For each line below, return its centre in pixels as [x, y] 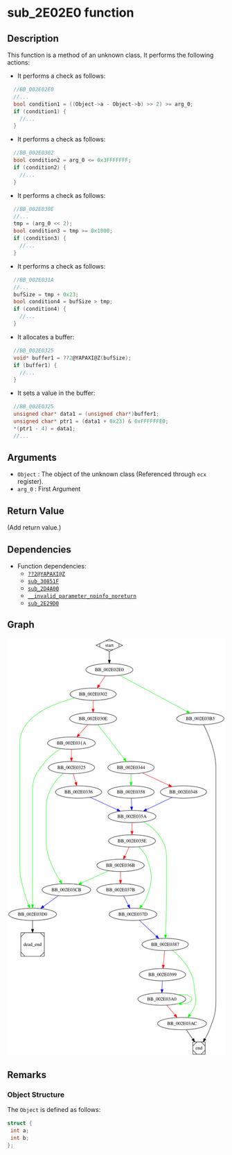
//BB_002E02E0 [34, 90]
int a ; [20, 1131]
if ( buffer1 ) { [35, 365]
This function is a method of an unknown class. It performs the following [110, 55]
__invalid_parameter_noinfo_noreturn [82, 596]
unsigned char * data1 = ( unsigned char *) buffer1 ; [86, 414]
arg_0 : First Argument [49, 489]
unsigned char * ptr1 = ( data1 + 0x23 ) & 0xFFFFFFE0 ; [91, 421]
